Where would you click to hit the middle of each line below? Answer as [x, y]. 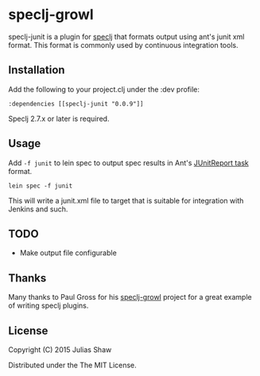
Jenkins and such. [38, 209]
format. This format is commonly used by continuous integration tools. [123, 45]
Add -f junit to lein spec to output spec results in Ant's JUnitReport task [128, 163]
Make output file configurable [68, 253]
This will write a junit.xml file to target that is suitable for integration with [126, 200]
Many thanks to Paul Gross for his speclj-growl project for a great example [130, 297]
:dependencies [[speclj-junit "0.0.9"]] [76, 104]
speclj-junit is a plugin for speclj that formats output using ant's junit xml [126, 37]
